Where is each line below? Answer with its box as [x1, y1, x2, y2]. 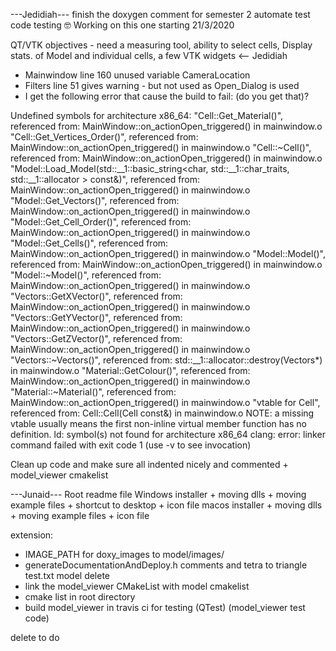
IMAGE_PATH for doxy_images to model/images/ [24, 549, 225, 560]
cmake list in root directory [24, 591, 136, 603]
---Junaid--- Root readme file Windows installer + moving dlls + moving [10, 489, 307, 500]
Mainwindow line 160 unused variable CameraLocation [24, 69, 251, 81]
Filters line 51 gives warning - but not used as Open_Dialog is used [24, 80, 300, 91]
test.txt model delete [24, 570, 111, 581]
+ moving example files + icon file [10, 510, 150, 521]
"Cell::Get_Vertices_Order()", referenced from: [10, 131, 199, 143]
